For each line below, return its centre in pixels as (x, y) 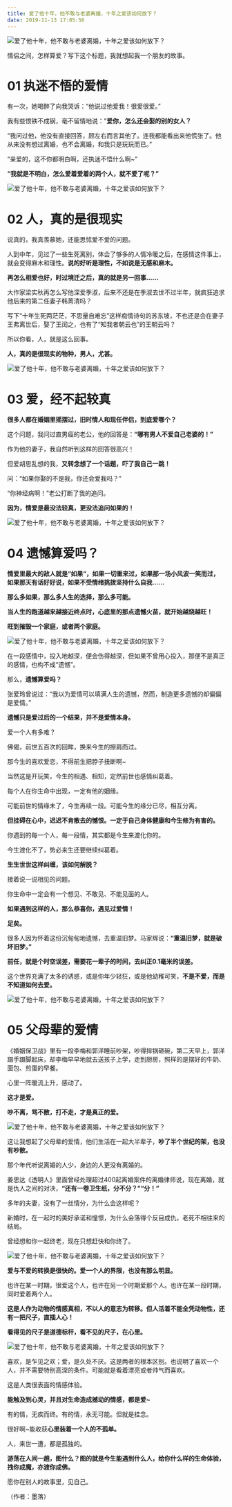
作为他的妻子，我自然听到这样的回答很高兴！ (71, 449)
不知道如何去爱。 (31, 985)
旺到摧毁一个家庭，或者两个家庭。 (56, 627)
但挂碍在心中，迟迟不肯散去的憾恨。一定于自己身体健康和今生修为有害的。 (113, 821)
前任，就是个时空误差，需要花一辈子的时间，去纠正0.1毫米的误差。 (102, 962)
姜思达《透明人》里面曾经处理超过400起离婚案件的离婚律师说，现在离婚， (113, 1180)
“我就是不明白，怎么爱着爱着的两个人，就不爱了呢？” (83, 174)
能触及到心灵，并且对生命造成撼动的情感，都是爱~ (79, 1400)
